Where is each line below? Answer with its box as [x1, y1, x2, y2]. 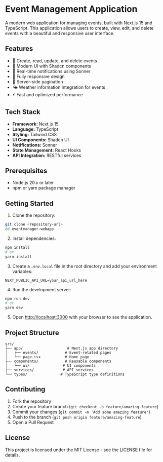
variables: [12, 268, 33, 274]
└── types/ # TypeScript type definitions [5, 372, 125, 377]
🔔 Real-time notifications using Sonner [12, 68, 91, 74]
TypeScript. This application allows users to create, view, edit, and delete [5, 25, 154, 31]
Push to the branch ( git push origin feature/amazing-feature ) [12, 414, 142, 420]
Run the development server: [12, 286, 72, 292]
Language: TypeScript [12, 126, 58, 132]
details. [5, 452, 20, 458]
